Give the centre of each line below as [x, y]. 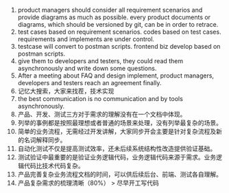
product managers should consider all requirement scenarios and [110, 10]
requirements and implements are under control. [86, 39]
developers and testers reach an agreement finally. [89, 83]
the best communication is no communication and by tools [100, 99]
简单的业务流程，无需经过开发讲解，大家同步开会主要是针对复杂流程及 [117, 131]
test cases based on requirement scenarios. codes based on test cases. [119, 32]
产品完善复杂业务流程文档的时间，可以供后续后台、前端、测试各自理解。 [120, 174]
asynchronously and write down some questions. [87, 68]
